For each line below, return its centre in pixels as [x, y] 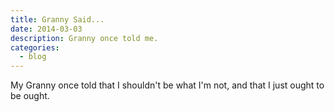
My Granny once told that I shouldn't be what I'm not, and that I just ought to [167, 85]
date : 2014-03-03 [46, 29]
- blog [33, 57]
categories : [35, 47]
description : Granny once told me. [84, 38]
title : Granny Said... [57, 19]
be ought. [30, 96]
